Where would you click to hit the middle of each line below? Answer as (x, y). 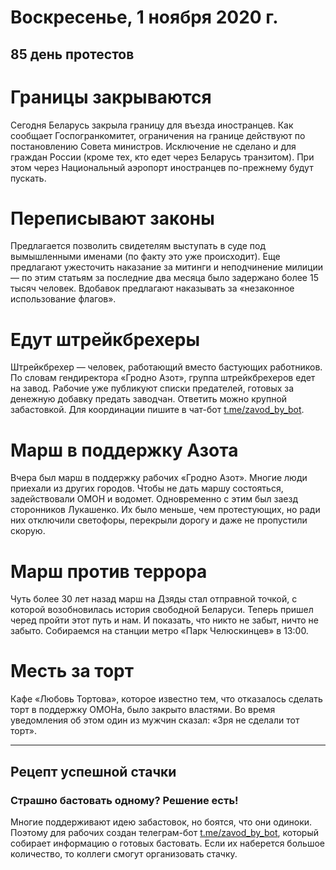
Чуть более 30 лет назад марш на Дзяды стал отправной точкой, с (154, 599)
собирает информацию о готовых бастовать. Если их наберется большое (168, 843)
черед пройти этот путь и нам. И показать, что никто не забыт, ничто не (165, 620)
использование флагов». (63, 299)
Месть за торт (72, 671)
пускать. (28, 178)
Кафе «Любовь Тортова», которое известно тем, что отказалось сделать (166, 699)
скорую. (28, 531)
